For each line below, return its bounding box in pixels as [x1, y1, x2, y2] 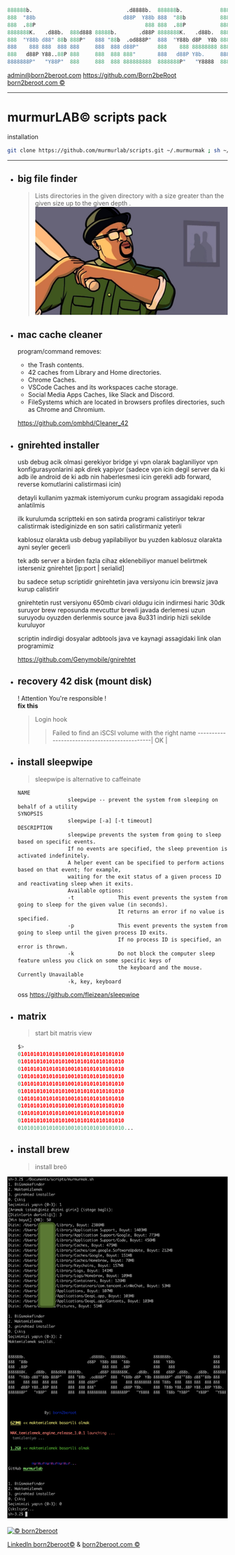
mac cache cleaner [17, 329, 103, 341]
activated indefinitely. [17, 852, 90, 859]
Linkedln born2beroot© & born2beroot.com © [7, 1540, 141, 1548]
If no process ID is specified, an [117, 936, 222, 943]
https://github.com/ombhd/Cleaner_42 [17, 419, 129, 427]
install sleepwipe [17, 757, 93, 768]
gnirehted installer [17, 439, 100, 451]
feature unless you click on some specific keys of [17, 957, 171, 964]
